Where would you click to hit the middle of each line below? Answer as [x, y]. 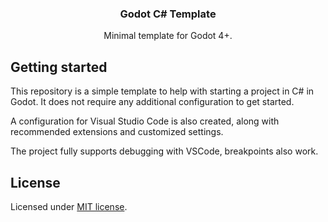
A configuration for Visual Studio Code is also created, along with [145, 121]
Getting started [59, 67]
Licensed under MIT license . [69, 206]
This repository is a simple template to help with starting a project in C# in [162, 91]
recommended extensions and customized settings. [117, 132]
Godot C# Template [168, 14]
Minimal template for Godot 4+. [168, 36]
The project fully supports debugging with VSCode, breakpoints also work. [164, 151]
